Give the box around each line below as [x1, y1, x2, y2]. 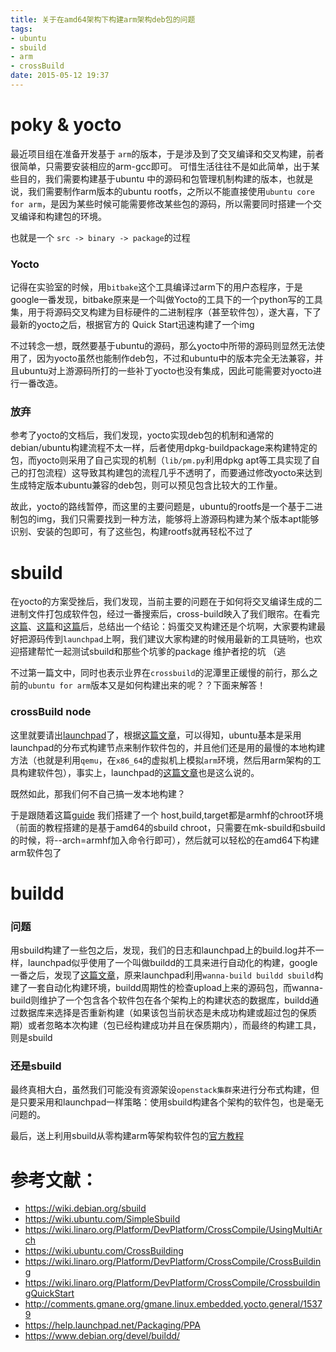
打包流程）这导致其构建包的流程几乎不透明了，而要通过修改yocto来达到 [27, 467, 323, 479]
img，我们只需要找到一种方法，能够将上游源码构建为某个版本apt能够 [36, 513, 320, 525]
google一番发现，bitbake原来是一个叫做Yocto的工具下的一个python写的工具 [10, 294, 323, 306]
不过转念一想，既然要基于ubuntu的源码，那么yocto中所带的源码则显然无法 [10, 340, 317, 352]
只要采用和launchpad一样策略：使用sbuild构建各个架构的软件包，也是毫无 [18, 1096, 324, 1108]
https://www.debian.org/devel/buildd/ [24, 1330, 181, 1342]
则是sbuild [10, 1032, 53, 1044]
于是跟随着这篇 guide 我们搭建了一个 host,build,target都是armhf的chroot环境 [10, 809, 324, 821]
